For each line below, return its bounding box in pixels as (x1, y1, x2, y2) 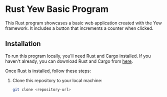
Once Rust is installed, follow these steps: (5, 68, 91, 74)
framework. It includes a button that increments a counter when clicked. (5, 25, 153, 31)
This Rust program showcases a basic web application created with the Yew (5, 20, 162, 26)
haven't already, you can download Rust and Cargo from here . (5, 58, 133, 64)
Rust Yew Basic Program (5, 3, 109, 15)
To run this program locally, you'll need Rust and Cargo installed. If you (5, 53, 151, 59)
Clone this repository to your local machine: (12, 77, 102, 83)
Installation (5, 40, 41, 48)
